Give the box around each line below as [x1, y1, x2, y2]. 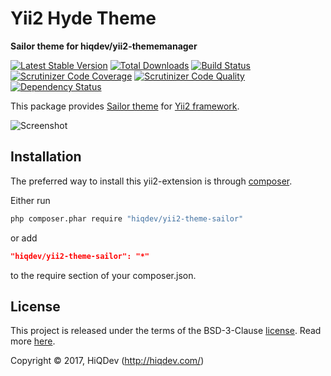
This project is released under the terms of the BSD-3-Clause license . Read [10, 325, 322, 337]
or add [10, 232, 38, 244]
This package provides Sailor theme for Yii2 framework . [10, 100, 240, 112]
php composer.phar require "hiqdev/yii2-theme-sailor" [10, 213, 244, 224]
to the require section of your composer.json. [10, 269, 197, 281]
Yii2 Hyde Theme [10, 7, 157, 30]
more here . [10, 335, 56, 347]
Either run [10, 194, 51, 206]
